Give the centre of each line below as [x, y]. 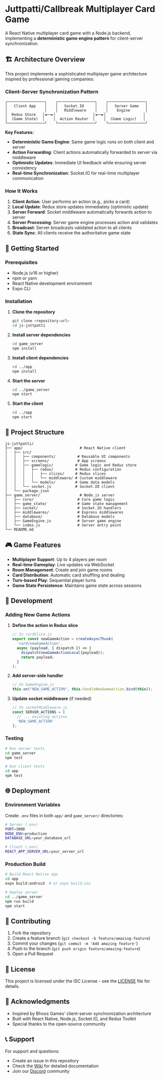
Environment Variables [33, 805]
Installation [19, 301]
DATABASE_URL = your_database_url [38, 838]
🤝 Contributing [28, 921]
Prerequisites [21, 262]
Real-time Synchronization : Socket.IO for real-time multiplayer [76, 173]
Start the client [28, 403]
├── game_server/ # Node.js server [60, 495]
